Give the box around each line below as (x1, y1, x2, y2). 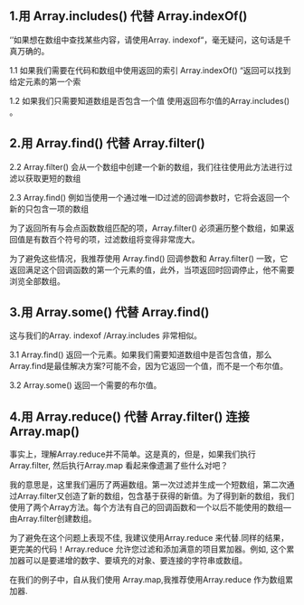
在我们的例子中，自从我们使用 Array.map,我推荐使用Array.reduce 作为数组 (9, 574, 286, 585)
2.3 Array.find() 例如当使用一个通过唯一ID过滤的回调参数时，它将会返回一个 (9, 192, 290, 203)
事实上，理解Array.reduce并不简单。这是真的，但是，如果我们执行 (9, 449, 256, 459)
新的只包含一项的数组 (9, 203, 89, 214)
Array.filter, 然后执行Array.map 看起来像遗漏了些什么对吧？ (9, 460, 229, 471)
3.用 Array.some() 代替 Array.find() (9, 305, 210, 320)
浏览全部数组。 (9, 275, 65, 287)
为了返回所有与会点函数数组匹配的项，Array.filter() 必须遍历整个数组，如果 (9, 222, 287, 233)
